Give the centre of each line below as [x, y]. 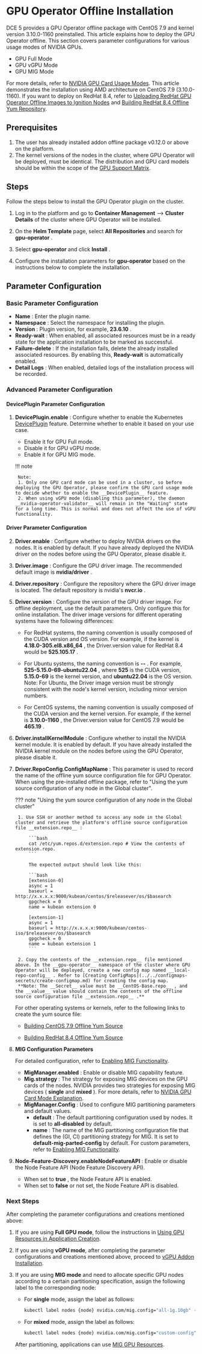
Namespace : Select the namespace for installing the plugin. [90, 323]
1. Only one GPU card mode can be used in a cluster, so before [100, 483]
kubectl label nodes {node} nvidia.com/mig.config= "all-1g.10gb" [107, 1310]
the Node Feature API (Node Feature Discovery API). [80, 1167]
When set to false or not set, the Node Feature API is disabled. [101, 1185]
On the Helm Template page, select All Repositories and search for [99, 231]
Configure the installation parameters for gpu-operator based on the [100, 261]
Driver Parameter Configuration [47, 527]
